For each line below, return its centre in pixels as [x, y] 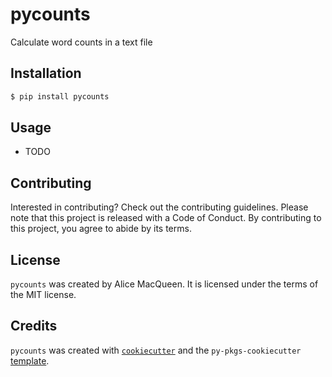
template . [30, 360]
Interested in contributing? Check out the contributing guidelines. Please [159, 207]
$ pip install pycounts [60, 96]
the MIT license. [43, 295]
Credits [34, 326]
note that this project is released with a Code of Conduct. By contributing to [166, 218]
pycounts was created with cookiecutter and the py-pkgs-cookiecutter [156, 350]
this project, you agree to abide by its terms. [101, 229]
